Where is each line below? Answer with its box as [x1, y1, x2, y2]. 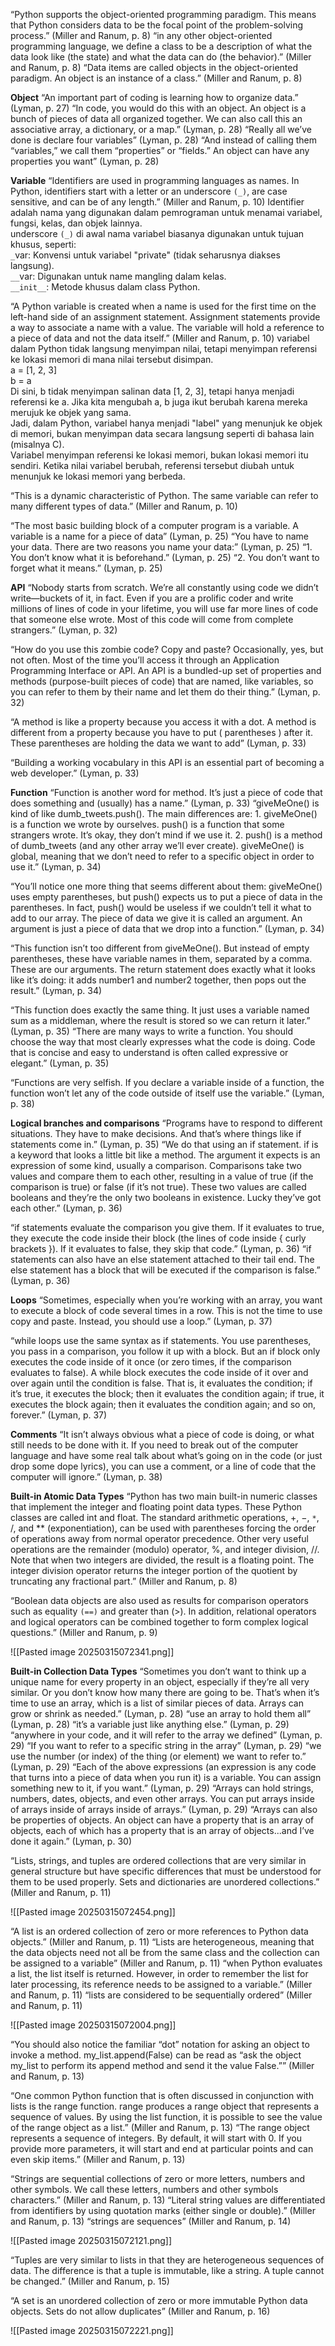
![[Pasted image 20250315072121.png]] [10, 2235, 173, 2246]
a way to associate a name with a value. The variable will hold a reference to [10, 322, 325, 333]
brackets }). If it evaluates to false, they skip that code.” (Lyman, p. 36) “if [10, 1243, 312, 1254]
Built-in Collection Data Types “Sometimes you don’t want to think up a [10, 1665, 307, 1677]
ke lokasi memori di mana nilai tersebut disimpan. [10, 354, 214, 365]
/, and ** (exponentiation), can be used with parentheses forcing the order [10, 1522, 317, 1534]
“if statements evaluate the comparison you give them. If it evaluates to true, [10, 1222, 325, 1233]
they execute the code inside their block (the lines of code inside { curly [10, 1232, 307, 1244]
